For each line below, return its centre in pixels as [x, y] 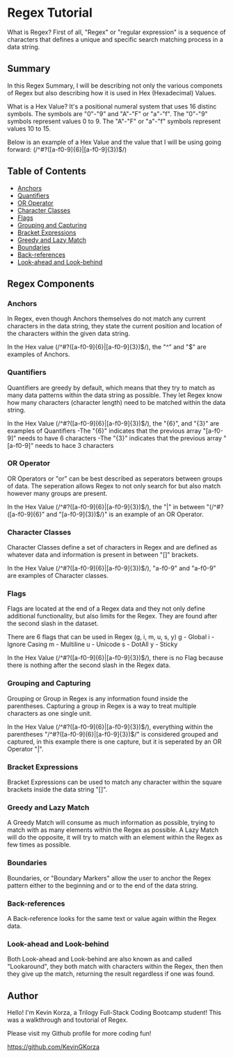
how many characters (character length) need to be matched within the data [116, 402]
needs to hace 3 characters [74, 445]
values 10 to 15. [29, 128]
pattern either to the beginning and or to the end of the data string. [103, 885]
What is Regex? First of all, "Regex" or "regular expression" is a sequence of [116, 32]
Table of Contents [47, 171]
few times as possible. [39, 845]
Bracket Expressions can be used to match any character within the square [115, 782]
